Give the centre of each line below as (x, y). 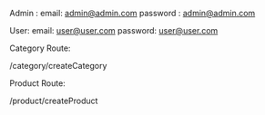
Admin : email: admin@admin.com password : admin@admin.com (132, 13)
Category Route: (40, 48)
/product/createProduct (54, 101)
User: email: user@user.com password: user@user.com (114, 30)
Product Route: (37, 83)
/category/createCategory (58, 66)
